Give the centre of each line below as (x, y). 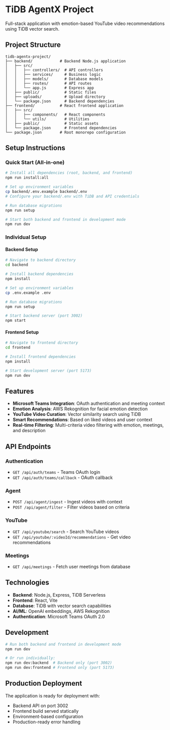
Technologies (27, 583)
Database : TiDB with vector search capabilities (62, 606)
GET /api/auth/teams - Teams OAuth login (56, 472)
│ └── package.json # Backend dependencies (60, 101)
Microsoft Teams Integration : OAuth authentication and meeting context (89, 404)
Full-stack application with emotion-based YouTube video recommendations (85, 23)
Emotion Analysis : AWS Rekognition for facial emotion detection (80, 409)
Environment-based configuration (48, 716)
